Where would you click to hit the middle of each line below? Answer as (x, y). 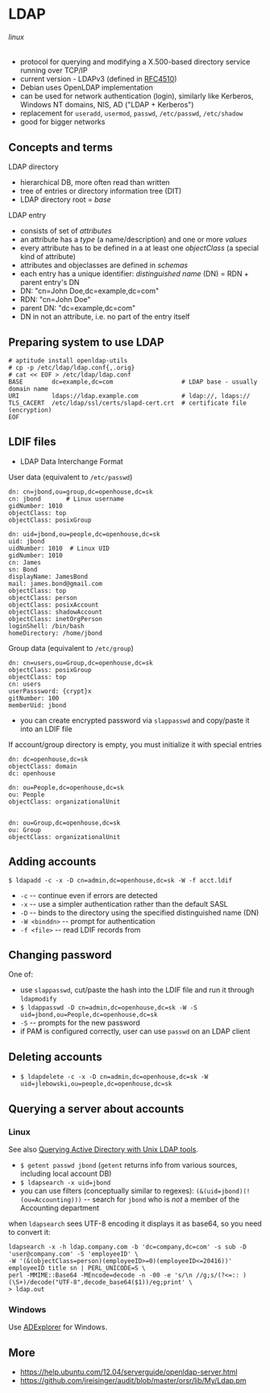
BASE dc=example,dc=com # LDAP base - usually (133, 382)
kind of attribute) (48, 257)
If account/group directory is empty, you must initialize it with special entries (135, 745)
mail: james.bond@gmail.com (56, 583)
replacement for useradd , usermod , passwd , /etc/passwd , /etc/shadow (131, 113)
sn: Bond (23, 569)
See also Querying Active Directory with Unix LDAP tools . (104, 1149)
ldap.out (30, 1289)
